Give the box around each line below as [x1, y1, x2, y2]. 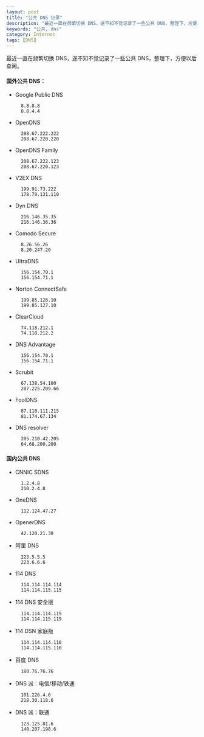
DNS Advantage [15, 341, 56, 348]
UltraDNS [15, 258, 39, 265]
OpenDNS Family [15, 147, 58, 154]
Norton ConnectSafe [15, 285, 67, 292]
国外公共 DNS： [6, 77, 46, 85]
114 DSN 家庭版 [15, 628, 53, 635]
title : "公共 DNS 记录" [6, 15, 63, 21]
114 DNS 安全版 [15, 598, 53, 606]
